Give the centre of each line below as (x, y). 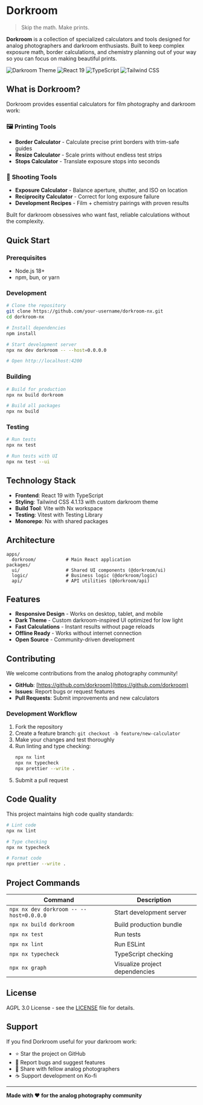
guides (24, 149)
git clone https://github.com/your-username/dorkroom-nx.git (85, 311)
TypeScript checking (143, 954)
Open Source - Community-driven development (75, 640)
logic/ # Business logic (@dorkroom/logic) (85, 575)
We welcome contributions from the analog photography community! (92, 674)
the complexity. (25, 221)
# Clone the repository (36, 306)
